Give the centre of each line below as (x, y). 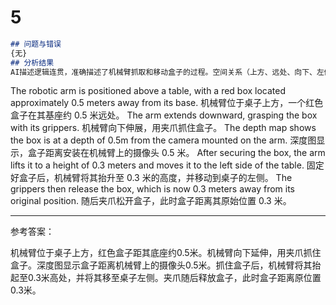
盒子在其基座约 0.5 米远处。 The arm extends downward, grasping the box (164, 115)
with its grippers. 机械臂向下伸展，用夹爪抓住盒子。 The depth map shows (163, 128)
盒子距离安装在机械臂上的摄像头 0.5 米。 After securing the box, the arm (176, 153)
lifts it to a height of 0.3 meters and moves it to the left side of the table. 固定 (167, 165)
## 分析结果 (32, 62)
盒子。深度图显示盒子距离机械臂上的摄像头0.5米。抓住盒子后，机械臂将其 (161, 265)
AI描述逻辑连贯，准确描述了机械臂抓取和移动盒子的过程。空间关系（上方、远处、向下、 (163, 72)
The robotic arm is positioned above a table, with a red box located (148, 91)
